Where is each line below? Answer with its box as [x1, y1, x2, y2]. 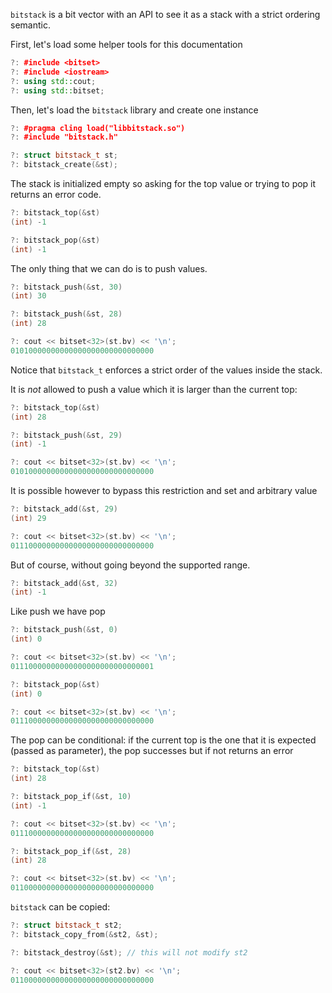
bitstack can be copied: [10, 901, 111, 913]
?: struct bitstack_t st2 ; [10, 920, 123, 930]
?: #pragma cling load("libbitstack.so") [10, 123, 186, 133]
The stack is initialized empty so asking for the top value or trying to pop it [10, 178, 317, 189]
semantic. [10, 19, 51, 31]
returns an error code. [10, 189, 102, 200]
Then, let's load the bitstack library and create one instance [10, 104, 259, 116]
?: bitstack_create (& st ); [10, 160, 118, 170]
